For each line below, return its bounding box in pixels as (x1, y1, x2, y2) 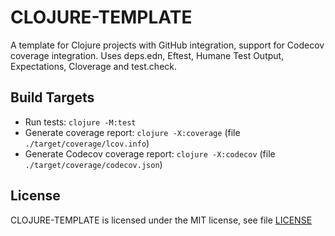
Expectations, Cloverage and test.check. (10, 60, 178, 72)
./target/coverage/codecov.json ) (24, 158, 163, 170)
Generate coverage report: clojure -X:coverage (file (24, 126, 241, 138)
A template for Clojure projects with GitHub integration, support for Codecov (10, 39, 325, 51)
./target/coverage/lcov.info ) (24, 137, 150, 149)
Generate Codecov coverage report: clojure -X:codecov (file (24, 147, 276, 160)
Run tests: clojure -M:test (24, 116, 137, 128)
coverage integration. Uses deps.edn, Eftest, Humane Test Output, (10, 49, 285, 61)
